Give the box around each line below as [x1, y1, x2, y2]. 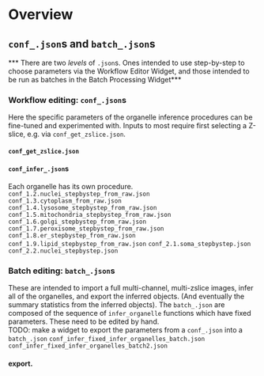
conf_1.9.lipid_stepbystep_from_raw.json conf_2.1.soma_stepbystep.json [8, 240, 251, 249]
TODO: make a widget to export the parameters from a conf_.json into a [8, 325, 243, 335]
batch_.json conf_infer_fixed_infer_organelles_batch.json [8, 335, 206, 344]
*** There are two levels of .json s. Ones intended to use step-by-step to [8, 58, 245, 67]
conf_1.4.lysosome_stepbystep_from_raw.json [8, 204, 157, 212]
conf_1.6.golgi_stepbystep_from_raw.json [8, 218, 147, 226]
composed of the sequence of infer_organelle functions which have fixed [8, 309, 251, 318]
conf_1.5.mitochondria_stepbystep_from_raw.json [8, 211, 172, 219]
